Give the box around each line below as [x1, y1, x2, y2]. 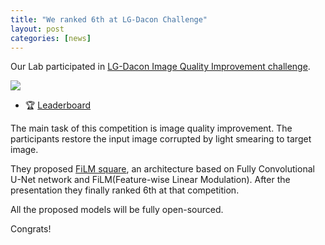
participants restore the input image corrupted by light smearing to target [10, 133, 312, 145]
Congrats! [10, 223, 52, 235]
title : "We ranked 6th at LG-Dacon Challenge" [10, 14, 208, 25]
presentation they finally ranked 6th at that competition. [10, 184, 240, 196]
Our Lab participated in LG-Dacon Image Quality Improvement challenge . [10, 61, 311, 73]
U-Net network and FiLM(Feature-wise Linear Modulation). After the [10, 174, 291, 186]
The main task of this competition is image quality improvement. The [10, 122, 293, 135]
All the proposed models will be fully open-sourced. [10, 204, 224, 216]
